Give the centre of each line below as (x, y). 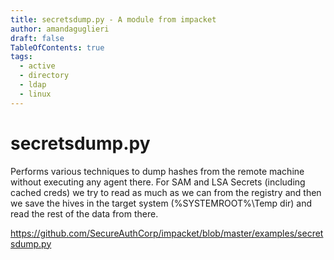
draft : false (37, 38)
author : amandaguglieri (60, 29)
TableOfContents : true (57, 47)
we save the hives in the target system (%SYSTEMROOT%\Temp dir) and (161, 203)
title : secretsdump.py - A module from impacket (113, 19)
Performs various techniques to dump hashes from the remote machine (157, 171)
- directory (44, 76)
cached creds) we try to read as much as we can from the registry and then (166, 192)
